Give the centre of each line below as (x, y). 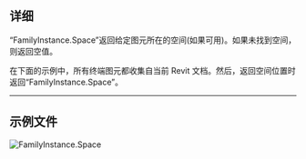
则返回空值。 (33, 51)
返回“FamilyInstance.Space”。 (66, 82)
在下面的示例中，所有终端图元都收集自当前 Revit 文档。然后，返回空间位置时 (153, 70)
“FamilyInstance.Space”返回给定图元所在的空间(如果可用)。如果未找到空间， (153, 40)
